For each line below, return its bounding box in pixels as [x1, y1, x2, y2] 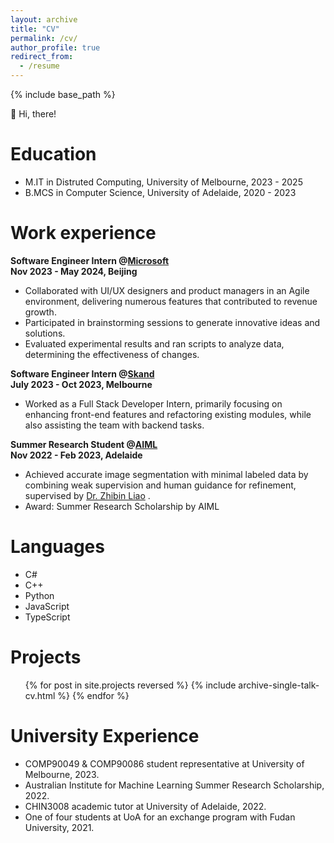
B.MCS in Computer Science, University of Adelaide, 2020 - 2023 [24, 186, 297, 198]
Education [10, 143, 97, 166]
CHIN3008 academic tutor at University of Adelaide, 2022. [24, 800, 267, 812]
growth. [24, 306, 57, 318]
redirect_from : [10, 52, 74, 62]
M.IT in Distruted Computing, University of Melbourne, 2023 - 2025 [24, 176, 303, 188]
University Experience [10, 724, 200, 747]
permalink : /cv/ [10, 33, 78, 43]
